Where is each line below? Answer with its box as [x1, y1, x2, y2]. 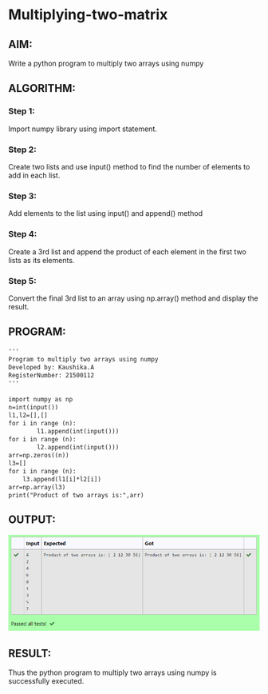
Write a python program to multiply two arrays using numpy [8, 58, 204, 68]
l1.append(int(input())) [37, 427, 120, 435]
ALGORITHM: [8, 82, 76, 95]
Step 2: [8, 144, 37, 155]
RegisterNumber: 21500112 [8, 371, 94, 379]
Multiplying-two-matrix [8, 6, 168, 24]
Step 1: [8, 106, 35, 117]
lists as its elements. [8, 255, 75, 265]
